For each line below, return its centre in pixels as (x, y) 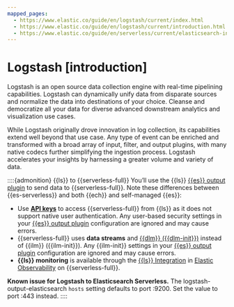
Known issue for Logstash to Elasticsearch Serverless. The (95, 281)
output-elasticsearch (37, 289)
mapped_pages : (28, 14)
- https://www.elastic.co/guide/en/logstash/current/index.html (109, 20)
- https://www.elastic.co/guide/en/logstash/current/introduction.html (120, 26)
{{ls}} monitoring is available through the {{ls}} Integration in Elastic (115, 260)
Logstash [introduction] (77, 68)
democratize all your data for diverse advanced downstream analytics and (114, 109)
